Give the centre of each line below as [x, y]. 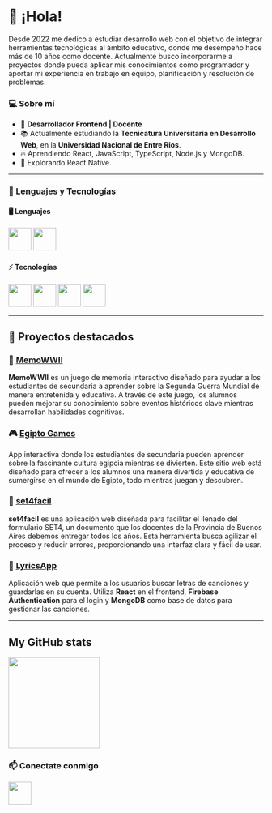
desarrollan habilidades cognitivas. [66, 412]
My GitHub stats [50, 642]
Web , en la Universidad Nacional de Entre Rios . [100, 145]
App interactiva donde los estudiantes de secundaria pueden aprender [126, 454]
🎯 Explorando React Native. [66, 163]
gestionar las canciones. [49, 609]
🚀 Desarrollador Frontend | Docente [81, 124]
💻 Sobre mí [32, 103]
